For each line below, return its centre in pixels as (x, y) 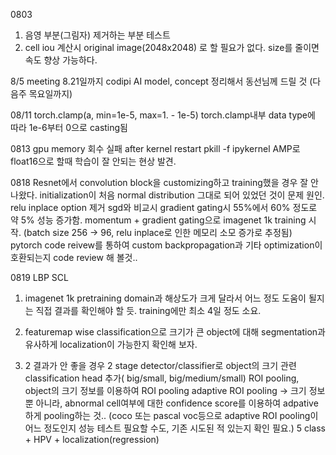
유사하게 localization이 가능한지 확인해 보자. (111, 344)
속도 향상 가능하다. (61, 60)
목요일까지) (50, 93)
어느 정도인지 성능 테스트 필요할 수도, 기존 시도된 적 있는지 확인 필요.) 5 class (175, 428)
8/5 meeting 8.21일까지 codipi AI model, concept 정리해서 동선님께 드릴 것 (159, 81)
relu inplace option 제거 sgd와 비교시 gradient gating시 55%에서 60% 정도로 (164, 207)
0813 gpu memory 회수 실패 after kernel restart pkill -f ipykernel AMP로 (155, 148)
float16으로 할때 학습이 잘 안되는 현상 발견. (93, 161)
